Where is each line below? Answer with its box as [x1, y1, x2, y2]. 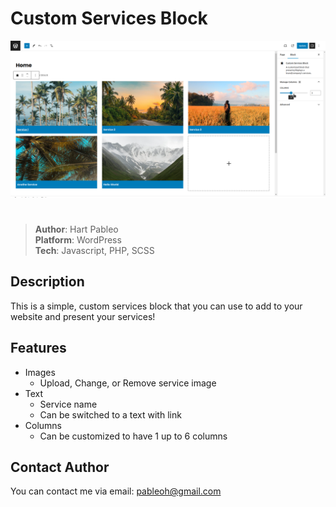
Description [10, 273, 85, 291]
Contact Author [10, 458, 110, 476]
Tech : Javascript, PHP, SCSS [34, 244, 155, 256]
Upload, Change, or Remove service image [39, 377, 217, 389]
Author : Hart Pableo [34, 223, 119, 235]
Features [10, 340, 67, 357]
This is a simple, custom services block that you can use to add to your [10, 300, 303, 312]
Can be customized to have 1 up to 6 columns [39, 430, 228, 442]
